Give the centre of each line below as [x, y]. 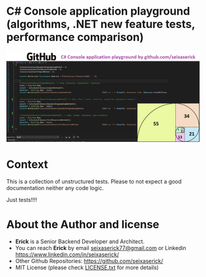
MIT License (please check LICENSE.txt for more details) [87, 267]
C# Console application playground [98, 11]
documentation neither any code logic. [55, 188]
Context [27, 164]
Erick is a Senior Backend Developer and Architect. [80, 241]
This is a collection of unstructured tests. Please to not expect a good [94, 181]
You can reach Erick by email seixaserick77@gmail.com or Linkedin [101, 248]
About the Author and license [83, 224]
